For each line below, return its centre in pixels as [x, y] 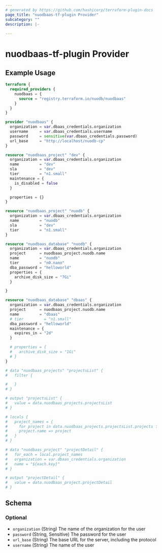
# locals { [17, 417]
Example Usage [30, 72]
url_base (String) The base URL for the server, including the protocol [84, 539]
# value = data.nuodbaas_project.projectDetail [59, 483]
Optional [16, 518]
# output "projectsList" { [34, 398]
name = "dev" [33, 164]
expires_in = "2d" [34, 333]
